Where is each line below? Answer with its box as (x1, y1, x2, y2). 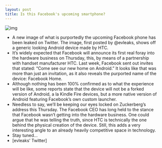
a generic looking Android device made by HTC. (12, 45, 108, 50)
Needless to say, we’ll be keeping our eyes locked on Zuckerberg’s (12, 101, 146, 107)
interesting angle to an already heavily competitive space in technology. (12, 127, 157, 133)
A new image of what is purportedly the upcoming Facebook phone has (12, 34, 156, 40)
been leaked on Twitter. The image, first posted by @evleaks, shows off (12, 39, 156, 45)
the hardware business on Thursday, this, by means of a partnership (12, 55, 149, 61)
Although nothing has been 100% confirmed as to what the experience (12, 81, 154, 86)
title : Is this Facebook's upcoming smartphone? (5, 12, 106, 16)
